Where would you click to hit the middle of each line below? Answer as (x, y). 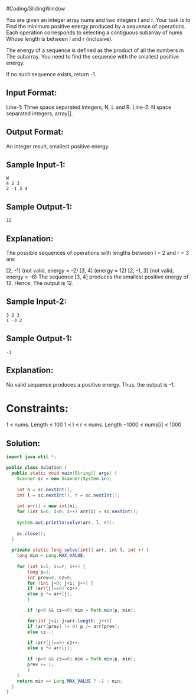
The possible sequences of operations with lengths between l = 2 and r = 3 (97, 253)
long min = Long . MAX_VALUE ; (51, 556)
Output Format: (35, 132)
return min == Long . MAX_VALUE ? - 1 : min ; (70, 681)
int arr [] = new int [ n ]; (47, 506)
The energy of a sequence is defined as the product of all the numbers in (95, 50)
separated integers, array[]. (40, 113)
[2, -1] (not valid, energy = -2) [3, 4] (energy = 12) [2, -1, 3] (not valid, (90, 271)
